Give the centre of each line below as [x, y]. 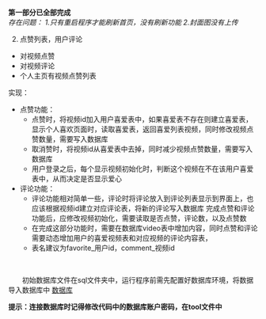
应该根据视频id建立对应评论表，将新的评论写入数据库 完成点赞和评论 [143, 208]
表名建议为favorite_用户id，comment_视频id [103, 248]
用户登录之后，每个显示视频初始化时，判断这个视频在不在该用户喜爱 [142, 169]
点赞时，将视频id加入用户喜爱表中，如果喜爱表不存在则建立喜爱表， [142, 119]
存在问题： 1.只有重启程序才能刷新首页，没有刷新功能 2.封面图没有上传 [123, 22]
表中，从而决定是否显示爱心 [77, 178]
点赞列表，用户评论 [51, 39]
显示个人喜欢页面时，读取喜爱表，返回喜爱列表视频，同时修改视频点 [142, 129]
